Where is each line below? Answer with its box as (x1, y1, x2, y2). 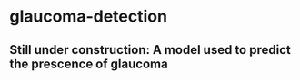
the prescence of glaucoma (9, 56, 168, 71)
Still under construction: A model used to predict (9, 42, 291, 58)
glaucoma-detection (9, 6, 168, 27)
